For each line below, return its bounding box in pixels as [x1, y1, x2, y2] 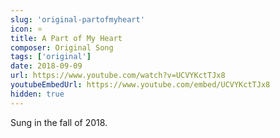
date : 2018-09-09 [10, 61, 83, 71]
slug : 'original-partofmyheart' [10, 14, 145, 25]
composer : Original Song [10, 42, 114, 53]
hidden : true [10, 89, 65, 99]
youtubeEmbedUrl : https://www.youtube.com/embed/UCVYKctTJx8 [10, 80, 271, 90]
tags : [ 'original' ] [10, 52, 92, 62]
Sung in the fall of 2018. [10, 116, 108, 128]
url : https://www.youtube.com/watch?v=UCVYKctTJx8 [10, 71, 226, 81]
